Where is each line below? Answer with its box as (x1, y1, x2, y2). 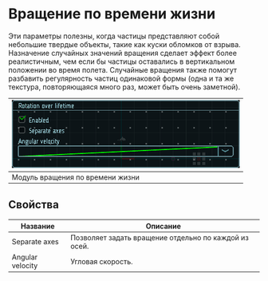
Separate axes (11, 237, 59, 247)
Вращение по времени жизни (8, 5, 216, 23)
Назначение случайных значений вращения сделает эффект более (8, 48, 238, 57)
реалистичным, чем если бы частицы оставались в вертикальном (8, 57, 235, 66)
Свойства (8, 197, 60, 212)
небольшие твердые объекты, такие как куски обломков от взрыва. (8, 39, 241, 49)
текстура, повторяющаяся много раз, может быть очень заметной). (8, 81, 241, 92)
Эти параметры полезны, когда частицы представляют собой (8, 31, 220, 41)
